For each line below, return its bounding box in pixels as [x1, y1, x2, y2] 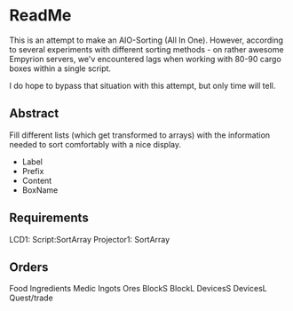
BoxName [21, 184, 59, 195]
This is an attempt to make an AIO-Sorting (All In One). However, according [9, 35, 284, 45]
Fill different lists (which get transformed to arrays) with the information [9, 130, 271, 140]
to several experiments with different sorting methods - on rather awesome [9, 44, 284, 54]
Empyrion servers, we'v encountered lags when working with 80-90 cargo [9, 53, 281, 64]
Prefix [21, 165, 44, 176]
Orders [9, 259, 49, 275]
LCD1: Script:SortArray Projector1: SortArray [9, 234, 170, 244]
